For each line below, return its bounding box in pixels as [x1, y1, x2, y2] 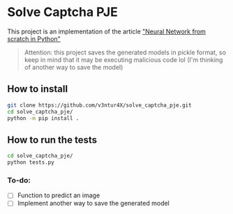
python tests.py [7, 159, 54, 166]
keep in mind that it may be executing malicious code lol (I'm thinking [24, 55, 223, 63]
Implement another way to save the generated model [17, 199, 170, 208]
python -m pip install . [7, 114, 80, 122]
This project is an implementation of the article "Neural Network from [7, 27, 206, 36]
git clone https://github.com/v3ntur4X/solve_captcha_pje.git [7, 102, 192, 109]
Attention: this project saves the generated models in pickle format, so [24, 48, 227, 56]
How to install [7, 83, 68, 95]
